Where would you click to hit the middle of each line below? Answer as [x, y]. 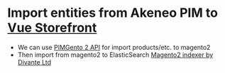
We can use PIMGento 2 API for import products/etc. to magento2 [114, 47]
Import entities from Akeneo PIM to [113, 13]
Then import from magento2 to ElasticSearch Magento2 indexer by [115, 55]
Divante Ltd [34, 62]
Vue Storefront [52, 28]
